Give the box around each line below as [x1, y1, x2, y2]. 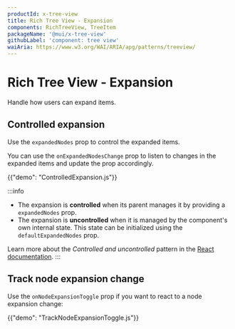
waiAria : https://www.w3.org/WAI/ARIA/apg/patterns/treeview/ [7, 44, 196, 51]
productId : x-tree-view [7, 10, 78, 18]
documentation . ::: [7, 252, 61, 260]
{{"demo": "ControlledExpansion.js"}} [7, 173, 117, 181]
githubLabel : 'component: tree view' [7, 37, 120, 44]
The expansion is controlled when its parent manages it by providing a [17, 201, 226, 209]
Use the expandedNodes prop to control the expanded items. [7, 137, 180, 146]
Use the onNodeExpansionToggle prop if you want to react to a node [7, 292, 202, 300]
